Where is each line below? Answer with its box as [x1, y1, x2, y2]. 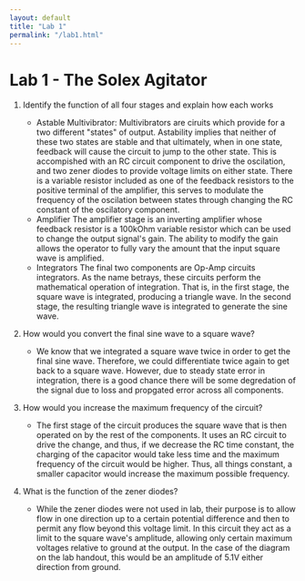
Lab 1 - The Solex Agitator [9, 69, 208, 90]
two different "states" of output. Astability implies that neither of [36, 127, 277, 138]
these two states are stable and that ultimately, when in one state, [36, 137, 283, 148]
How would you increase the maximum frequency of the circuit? [22, 403, 263, 413]
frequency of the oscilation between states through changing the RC [36, 195, 294, 206]
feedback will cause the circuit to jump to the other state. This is [36, 147, 278, 158]
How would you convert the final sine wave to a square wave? [22, 329, 255, 340]
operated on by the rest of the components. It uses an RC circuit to [36, 430, 287, 441]
